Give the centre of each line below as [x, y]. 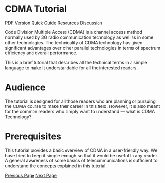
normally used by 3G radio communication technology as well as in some [79, 37]
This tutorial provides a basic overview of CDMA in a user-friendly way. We [81, 150]
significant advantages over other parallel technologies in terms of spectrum [83, 48]
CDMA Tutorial [36, 9]
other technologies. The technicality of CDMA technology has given [74, 42]
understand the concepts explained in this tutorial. [56, 166]
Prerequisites [33, 137]
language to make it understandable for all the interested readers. [71, 68]
